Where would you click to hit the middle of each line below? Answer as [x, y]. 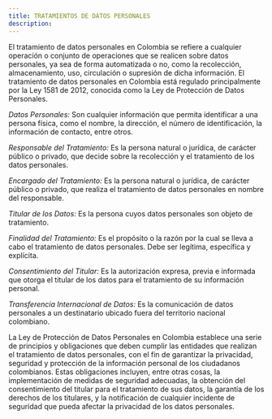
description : [30, 24]
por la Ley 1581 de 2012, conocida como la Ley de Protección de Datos [127, 89]
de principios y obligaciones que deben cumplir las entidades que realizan [133, 346]
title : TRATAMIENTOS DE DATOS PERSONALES [80, 16]
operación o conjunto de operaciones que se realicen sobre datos [119, 55]
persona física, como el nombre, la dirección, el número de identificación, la [135, 123]
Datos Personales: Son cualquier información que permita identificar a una [133, 114]
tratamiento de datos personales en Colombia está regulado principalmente [135, 81]
